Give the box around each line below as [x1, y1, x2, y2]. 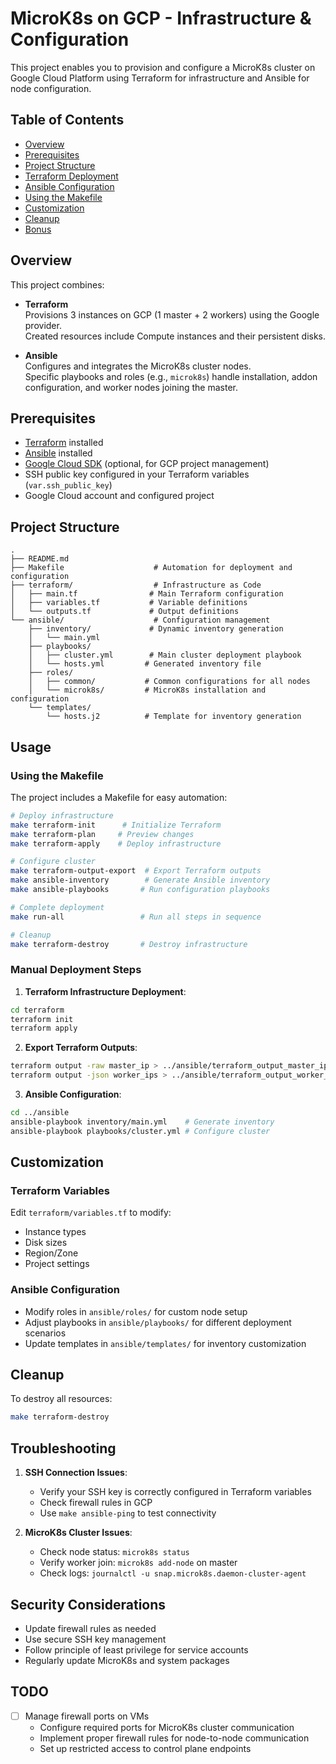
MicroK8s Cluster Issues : [24, 1527, 133, 1539]
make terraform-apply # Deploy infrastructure [10, 838, 222, 849]
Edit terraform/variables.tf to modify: [10, 1207, 172, 1219]
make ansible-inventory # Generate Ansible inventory [10, 875, 271, 886]
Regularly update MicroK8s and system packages [24, 1654, 230, 1666]
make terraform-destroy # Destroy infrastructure [10, 939, 248, 949]
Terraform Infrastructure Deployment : [24, 985, 187, 997]
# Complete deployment [10, 902, 105, 912]
